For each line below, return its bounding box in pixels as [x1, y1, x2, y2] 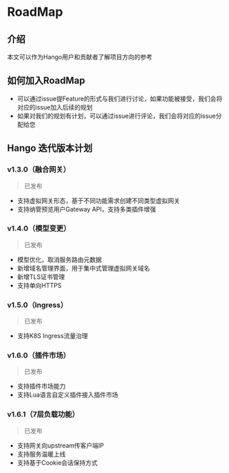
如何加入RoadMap [7, 75, 86, 87]
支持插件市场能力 [17, 382, 66, 390]
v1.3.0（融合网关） [7, 165, 71, 174]
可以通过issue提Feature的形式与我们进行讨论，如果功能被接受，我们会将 [17, 94, 223, 103]
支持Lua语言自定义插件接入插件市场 [17, 390, 118, 399]
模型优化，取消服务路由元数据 [17, 255, 102, 264]
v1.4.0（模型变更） [7, 224, 71, 233]
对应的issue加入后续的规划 [17, 103, 93, 111]
